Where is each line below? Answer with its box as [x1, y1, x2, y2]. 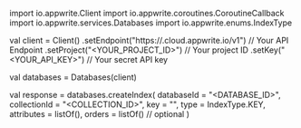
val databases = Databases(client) [9, 72, 138, 83]
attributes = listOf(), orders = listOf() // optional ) [9, 109, 190, 119]
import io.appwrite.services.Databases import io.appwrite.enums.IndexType [9, 17, 293, 28]
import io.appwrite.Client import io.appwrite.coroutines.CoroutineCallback [9, 8, 285, 18]
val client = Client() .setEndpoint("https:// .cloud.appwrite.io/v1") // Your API [9, 35, 289, 45]
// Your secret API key [86, 54, 169, 64]
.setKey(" [250, 44, 286, 55]
